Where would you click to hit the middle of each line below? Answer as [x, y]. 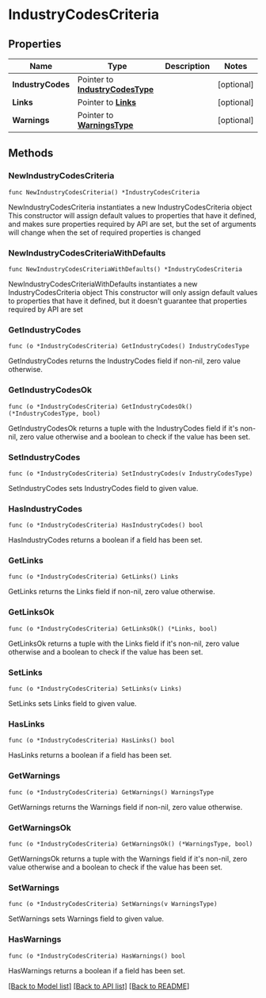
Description [188, 66]
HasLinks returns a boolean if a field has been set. [90, 755]
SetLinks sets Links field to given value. [72, 704]
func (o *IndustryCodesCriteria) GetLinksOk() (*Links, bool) [113, 628]
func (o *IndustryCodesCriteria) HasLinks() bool [92, 741]
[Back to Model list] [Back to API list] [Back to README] [99, 986]
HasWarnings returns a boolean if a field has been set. [97, 970]
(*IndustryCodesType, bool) [55, 413]
